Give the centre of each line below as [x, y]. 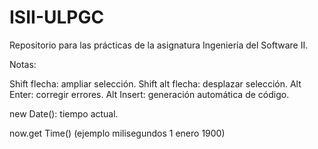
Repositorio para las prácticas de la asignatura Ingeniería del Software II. [159, 45]
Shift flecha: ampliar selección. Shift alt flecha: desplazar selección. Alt [155, 83]
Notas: [23, 64]
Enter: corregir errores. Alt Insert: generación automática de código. [149, 94]
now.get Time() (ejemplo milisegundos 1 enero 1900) [117, 133]
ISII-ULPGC [57, 17]
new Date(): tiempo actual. [64, 113]
